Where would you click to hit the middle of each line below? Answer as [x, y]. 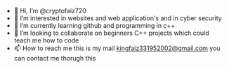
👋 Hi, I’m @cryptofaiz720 [50, 11]
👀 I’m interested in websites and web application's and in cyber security [118, 18]
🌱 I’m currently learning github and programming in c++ [94, 25]
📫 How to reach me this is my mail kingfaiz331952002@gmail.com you [117, 48]
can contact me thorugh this [55, 58]
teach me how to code [46, 40]
